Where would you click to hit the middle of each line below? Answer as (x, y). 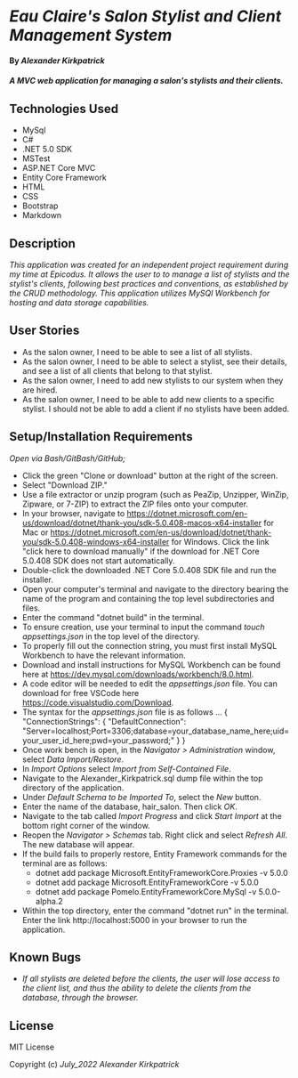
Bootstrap (40, 206)
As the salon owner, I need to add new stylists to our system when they (153, 380)
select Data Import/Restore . (73, 759)
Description (42, 243)
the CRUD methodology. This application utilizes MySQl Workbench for (140, 293)
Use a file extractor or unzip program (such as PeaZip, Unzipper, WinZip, (155, 494)
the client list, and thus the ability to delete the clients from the (137, 988)
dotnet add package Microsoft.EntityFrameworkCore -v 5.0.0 (147, 882)
